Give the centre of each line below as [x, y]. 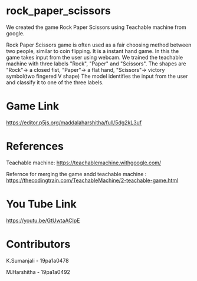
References [35, 146]
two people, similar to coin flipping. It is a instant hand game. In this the [93, 51]
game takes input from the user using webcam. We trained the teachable [95, 57]
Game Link [33, 106]
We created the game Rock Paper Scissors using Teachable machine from [96, 27]
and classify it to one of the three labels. [55, 82]
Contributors [38, 244]
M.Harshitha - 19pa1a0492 [38, 272]
